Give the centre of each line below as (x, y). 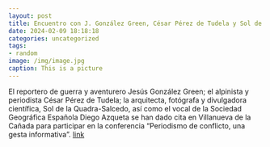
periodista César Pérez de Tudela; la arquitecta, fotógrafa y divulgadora (128, 100)
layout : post (30, 16)
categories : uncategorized (54, 38)
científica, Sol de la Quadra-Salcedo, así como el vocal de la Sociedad (125, 108)
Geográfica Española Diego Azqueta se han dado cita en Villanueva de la (130, 117)
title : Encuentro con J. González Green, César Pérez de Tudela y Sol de (135, 23)
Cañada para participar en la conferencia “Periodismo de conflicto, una (127, 125)
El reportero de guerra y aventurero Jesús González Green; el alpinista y (129, 91)
